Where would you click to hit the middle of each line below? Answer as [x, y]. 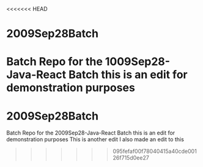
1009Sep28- [137, 62]
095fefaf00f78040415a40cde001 [155, 151]
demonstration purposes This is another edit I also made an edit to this [95, 139]
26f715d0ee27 [131, 158]
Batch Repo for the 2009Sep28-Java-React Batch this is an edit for [91, 133]
